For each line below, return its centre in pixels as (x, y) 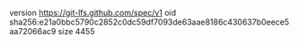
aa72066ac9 (33, 31)
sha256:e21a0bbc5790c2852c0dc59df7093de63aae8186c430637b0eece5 (149, 22)
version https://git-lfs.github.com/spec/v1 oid (93, 13)
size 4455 (76, 31)
